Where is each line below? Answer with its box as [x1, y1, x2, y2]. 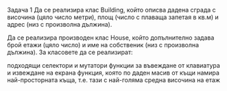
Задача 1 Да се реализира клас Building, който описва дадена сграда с [7, 6, 216, 14]
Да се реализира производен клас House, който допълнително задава [7, 34, 215, 42]
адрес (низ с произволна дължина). [7, 21, 112, 28]
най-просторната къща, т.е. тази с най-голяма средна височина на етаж [7, 76, 221, 84]
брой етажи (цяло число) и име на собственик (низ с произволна [7, 41, 200, 49]
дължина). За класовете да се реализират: [7, 48, 133, 56]
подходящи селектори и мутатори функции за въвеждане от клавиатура [7, 62, 221, 69]
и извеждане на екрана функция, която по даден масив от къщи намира [7, 68, 219, 77]
